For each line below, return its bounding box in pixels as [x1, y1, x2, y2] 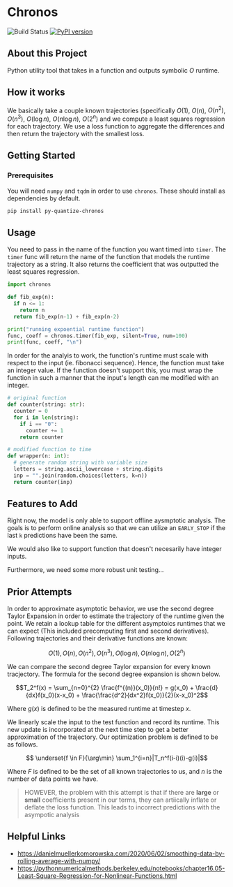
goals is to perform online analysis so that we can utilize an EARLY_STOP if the [7, 524, 226, 532]
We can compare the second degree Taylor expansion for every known [7, 662, 211, 670]
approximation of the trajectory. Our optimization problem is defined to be [7, 733, 218, 741]
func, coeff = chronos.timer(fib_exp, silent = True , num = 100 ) [7, 332, 188, 339]
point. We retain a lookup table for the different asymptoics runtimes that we [7, 620, 226, 628]
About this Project [7, 47, 88, 59]
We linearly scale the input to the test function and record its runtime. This [7, 717, 220, 726]
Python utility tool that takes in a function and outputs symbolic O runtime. [7, 66, 220, 74]
